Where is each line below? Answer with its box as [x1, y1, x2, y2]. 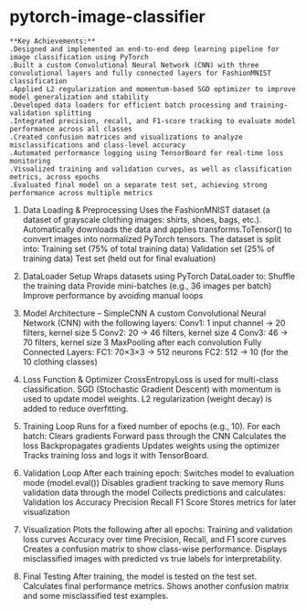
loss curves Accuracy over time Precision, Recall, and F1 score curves [22, 533, 287, 544]
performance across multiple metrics [9, 188, 153, 197]
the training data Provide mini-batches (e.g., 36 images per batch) [22, 280, 272, 291]
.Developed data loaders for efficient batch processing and [9, 100, 248, 110]
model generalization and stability [9, 92, 149, 101]
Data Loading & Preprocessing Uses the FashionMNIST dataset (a [22, 204, 271, 216]
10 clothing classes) [22, 356, 98, 367]
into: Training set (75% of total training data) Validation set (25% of [22, 243, 276, 254]
